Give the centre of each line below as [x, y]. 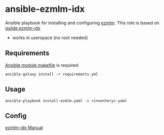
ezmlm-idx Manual [24, 128]
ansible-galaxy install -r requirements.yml [52, 74]
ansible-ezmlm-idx [45, 9]
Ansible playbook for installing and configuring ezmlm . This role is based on [82, 23]
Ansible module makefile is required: [42, 65]
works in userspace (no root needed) [50, 38]
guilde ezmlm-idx [23, 28]
